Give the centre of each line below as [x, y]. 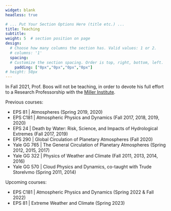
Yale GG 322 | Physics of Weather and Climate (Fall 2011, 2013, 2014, [85, 156]
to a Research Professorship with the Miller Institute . [60, 92]
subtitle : [16, 34]
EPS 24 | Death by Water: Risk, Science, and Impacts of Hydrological [85, 129]
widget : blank [20, 10]
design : [14, 43]
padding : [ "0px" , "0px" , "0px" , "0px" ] [54, 67]
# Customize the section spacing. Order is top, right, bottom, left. [87, 62]
